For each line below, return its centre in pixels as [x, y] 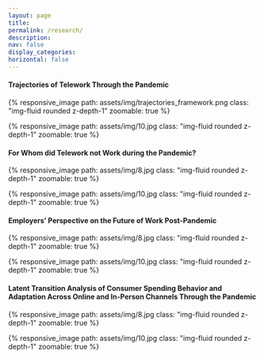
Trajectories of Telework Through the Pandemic [88, 85]
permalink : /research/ [46, 30]
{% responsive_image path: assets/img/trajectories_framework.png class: [128, 103]
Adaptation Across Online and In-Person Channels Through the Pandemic [132, 297]
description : [30, 38]
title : [19, 23]
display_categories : [42, 52]
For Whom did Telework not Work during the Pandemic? [102, 153]
